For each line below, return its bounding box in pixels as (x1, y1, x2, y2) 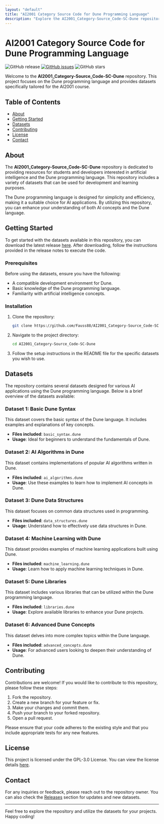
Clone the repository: (12, 314, 55, 320)
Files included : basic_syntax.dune (12, 431, 82, 437)
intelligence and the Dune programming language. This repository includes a (5, 174, 159, 180)
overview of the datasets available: (5, 393, 75, 399)
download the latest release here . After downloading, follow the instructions (5, 242, 158, 248)
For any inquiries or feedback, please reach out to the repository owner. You (5, 789, 159, 795)
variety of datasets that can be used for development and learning (5, 179, 138, 185)
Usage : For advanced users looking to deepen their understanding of (12, 647, 152, 653)
